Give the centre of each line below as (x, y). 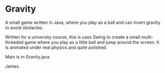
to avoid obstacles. (24, 27)
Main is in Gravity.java (27, 56)
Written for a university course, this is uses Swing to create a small (73, 37)
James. (13, 66)
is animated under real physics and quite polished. (56, 47)
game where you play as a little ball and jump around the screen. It (92, 42)
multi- (147, 37)
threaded (14, 42)
